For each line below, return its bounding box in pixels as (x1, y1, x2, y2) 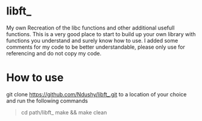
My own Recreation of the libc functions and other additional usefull (6, 24, 175, 31)
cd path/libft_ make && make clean (21, 108, 107, 116)
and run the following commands (6, 97, 89, 104)
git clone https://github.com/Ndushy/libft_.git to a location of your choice (6, 90, 187, 98)
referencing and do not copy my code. (6, 49, 102, 57)
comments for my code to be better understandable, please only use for (6, 43, 186, 51)
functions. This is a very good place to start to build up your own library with (6, 30, 196, 37)
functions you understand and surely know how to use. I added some (6, 37, 178, 44)
